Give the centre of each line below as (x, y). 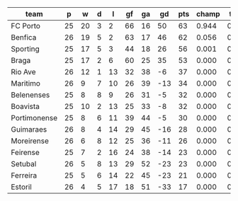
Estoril (21, 187)
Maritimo (26, 83)
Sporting (25, 49)
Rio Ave (24, 72)
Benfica (24, 37)
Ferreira (24, 175)
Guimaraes (29, 129)
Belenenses (30, 95)
